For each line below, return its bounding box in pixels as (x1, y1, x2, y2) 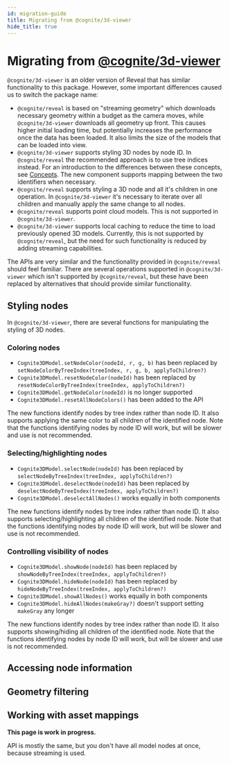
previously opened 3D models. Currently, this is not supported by (17, 230, 204, 238)
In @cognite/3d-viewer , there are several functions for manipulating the (7, 319, 209, 327)
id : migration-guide (7, 10, 67, 17)
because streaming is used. (7, 749, 87, 757)
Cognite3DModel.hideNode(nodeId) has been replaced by (17, 577, 178, 586)
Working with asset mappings (7, 709, 139, 722)
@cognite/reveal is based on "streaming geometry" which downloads (17, 104, 216, 112)
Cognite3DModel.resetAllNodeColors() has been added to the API (17, 396, 204, 404)
